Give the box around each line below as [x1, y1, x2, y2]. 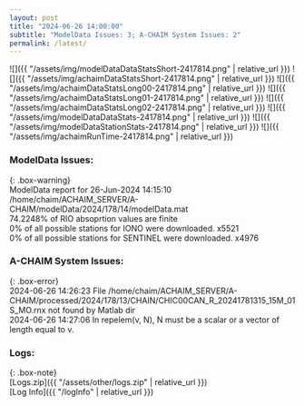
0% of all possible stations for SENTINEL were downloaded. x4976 [9, 233, 260, 243]
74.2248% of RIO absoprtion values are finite [9, 213, 179, 223]
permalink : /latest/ [9, 38, 88, 48]
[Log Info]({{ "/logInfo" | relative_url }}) [9, 387, 154, 398]
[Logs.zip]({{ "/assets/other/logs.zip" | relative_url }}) [9, 377, 208, 388]
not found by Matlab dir [47, 304, 136, 315]
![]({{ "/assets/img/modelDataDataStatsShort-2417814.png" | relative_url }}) [9, 64, 290, 74]
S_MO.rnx [9, 304, 47, 315]
